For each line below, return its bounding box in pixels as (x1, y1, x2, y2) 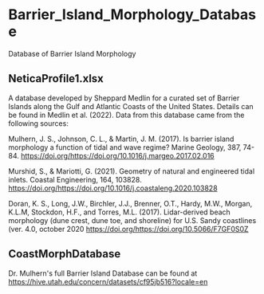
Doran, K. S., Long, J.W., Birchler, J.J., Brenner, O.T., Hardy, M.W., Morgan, (8, 198, 253, 208)
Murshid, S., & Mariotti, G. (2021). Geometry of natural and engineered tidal (8, 166, 255, 176)
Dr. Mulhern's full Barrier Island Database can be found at (8, 269, 198, 278)
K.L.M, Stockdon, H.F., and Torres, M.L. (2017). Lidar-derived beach (8, 207, 231, 217)
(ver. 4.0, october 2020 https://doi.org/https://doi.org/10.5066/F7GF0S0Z (8, 224, 249, 233)
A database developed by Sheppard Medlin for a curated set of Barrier (8, 93, 240, 103)
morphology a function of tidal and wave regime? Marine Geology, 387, (8, 142, 242, 152)
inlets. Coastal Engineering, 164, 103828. (8, 174, 142, 184)
